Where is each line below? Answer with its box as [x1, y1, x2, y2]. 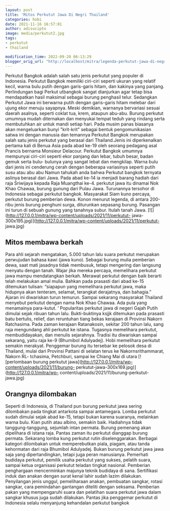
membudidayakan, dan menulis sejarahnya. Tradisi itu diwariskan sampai [5, 332, 157, 338]
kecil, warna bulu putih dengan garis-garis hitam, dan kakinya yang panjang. [5, 83, 164, 90]
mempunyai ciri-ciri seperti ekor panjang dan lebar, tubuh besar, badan [5, 153, 153, 159]
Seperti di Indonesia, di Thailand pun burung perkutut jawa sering [5, 403, 142, 409]
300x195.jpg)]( [5, 218, 36, 224]
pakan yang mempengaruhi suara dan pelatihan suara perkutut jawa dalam [5, 489, 161, 495]
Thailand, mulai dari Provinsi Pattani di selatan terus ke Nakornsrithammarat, [5, 348, 164, 354]
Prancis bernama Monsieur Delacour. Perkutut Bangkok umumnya [5, 148, 143, 154]
